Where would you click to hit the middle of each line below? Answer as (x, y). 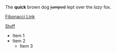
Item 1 (18, 36)
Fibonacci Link (20, 16)
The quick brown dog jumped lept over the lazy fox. (58, 7)
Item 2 (19, 41)
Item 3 (26, 46)
